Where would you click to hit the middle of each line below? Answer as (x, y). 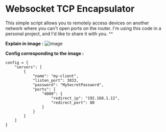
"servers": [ (28, 67)
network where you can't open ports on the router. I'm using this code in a (84, 28)
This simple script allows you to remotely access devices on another (77, 23)
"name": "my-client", (56, 76)
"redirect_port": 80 (73, 103)
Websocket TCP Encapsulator (70, 9)
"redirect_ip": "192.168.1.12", (85, 98)
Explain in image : (24, 43)
